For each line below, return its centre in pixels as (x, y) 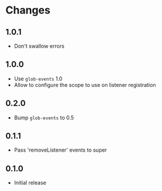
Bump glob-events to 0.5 (44, 118)
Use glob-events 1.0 (38, 78)
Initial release (30, 183)
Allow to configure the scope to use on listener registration (85, 85)
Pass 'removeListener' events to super (60, 150)
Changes (28, 10)
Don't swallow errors (39, 46)
